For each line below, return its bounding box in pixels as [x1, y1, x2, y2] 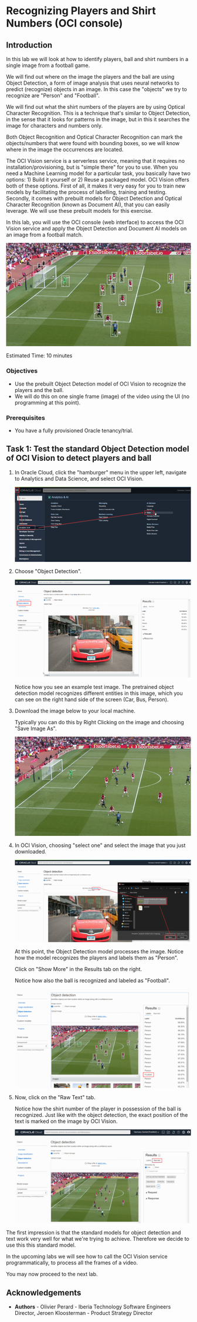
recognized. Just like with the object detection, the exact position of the [14, 1112, 188, 1119]
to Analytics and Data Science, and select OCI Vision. [14, 475, 144, 482]
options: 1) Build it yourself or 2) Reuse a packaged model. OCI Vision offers [6, 176, 189, 183]
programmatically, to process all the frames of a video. [6, 1259, 138, 1266]
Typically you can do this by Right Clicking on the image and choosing [14, 718, 185, 725]
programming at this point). [14, 399, 81, 406]
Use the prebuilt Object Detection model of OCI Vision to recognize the [14, 380, 186, 387]
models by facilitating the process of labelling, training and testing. [6, 189, 167, 195]
